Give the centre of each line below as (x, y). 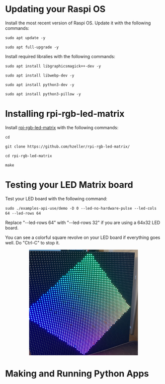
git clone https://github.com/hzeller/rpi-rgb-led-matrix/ (68, 147)
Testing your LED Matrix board (69, 185)
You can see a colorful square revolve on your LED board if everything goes (83, 237)
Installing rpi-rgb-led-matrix (65, 114)
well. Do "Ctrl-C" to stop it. (33, 242)
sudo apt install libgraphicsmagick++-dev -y (53, 66)
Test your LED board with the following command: (56, 198)
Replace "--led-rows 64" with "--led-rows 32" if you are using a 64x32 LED (83, 223)
